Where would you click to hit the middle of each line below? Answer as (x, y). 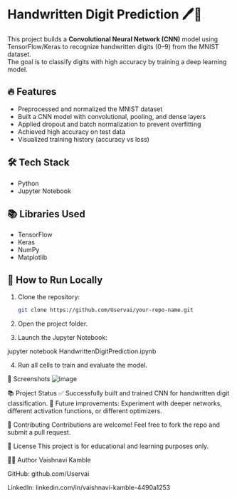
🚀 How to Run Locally (55, 280)
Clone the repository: (49, 297)
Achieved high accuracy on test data (72, 131)
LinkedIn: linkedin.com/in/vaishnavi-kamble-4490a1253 (89, 488)
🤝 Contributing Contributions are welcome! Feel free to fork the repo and (114, 425)
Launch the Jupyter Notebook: (63, 338)
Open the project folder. (53, 324)
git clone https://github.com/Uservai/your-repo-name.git (105, 310)
